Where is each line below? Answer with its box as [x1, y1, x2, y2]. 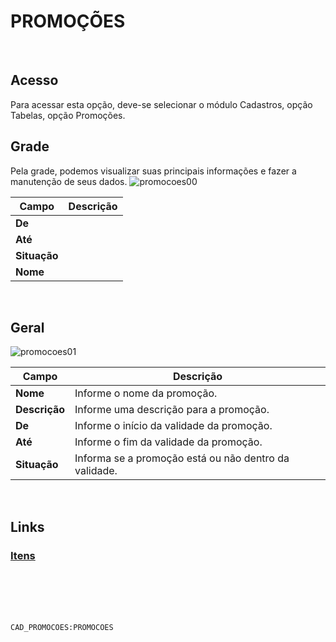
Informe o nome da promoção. [74, 386, 218, 400]
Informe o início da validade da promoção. [74, 419, 273, 433]
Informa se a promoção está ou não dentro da [74, 451, 290, 465]
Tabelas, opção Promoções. [10, 109, 126, 121]
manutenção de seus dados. [10, 175, 128, 187]
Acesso [10, 72, 59, 89]
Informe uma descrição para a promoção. [74, 403, 270, 417]
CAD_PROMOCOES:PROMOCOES [10, 623, 114, 633]
